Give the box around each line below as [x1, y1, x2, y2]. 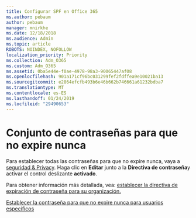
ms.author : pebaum [6, 14, 51, 20]
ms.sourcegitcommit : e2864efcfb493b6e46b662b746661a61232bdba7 [6, 79, 164, 85]
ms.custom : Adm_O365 [6, 63, 57, 69]
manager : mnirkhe [6, 25, 49, 31]
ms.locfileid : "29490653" [6, 101, 69, 107]
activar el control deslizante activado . [6, 170, 98, 177]
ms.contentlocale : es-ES [6, 90, 67, 96]
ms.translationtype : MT [6, 85, 64, 91]
